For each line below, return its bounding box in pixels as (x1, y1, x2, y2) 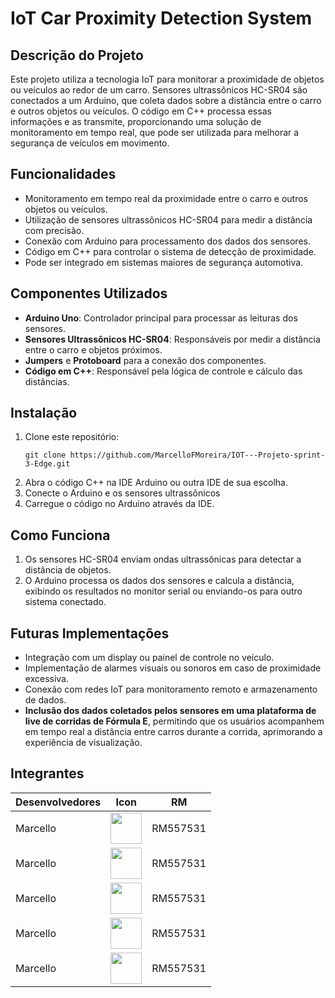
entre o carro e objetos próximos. (24, 343, 163, 356)
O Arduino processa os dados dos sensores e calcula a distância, (24, 575, 295, 587)
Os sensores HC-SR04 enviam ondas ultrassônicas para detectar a (24, 553, 302, 566)
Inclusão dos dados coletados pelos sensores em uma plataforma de (24, 705, 317, 717)
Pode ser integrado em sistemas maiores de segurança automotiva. (24, 256, 304, 268)
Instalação (10, 405, 78, 422)
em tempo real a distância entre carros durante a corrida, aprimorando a (24, 726, 323, 738)
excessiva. (24, 673, 69, 685)
